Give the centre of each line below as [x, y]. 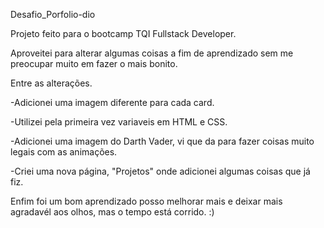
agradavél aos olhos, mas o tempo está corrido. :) [112, 212]
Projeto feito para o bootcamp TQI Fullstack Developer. [123, 33]
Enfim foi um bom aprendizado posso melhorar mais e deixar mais [146, 201]
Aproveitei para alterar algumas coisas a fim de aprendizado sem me [152, 53]
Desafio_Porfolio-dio [53, 14]
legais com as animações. [64, 152]
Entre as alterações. [51, 83]
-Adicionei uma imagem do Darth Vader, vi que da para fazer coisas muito [162, 141]
